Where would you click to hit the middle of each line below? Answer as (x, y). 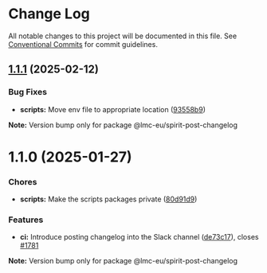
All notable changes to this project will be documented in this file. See (123, 36)
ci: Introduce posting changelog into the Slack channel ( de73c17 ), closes (139, 237)
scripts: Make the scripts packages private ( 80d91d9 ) (108, 199)
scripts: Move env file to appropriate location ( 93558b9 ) (112, 109)
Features (26, 220)
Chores (23, 181)
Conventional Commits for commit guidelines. (83, 44)
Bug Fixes (28, 92)
